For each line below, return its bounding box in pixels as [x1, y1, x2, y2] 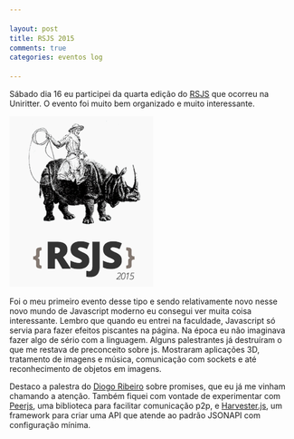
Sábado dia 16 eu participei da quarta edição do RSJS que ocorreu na [9, 89, 270, 99]
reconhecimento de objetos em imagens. [9, 364, 162, 374]
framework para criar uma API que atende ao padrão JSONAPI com [9, 410, 261, 421]
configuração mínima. [9, 420, 91, 430]
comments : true [9, 44, 67, 53]
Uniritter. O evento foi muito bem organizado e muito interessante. [9, 98, 255, 109]
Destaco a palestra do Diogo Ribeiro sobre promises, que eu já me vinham [9, 381, 286, 392]
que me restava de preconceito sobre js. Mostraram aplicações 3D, [9, 345, 261, 355]
